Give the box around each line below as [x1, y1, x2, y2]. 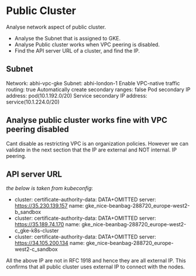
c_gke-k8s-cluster [14, 227, 59, 234]
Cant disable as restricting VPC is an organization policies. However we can [6, 140, 189, 147]
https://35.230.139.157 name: [14, 202, 84, 209]
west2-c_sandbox [14, 246, 58, 253]
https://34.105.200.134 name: [14, 240, 85, 247]
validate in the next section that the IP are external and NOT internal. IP [6, 146, 177, 153]
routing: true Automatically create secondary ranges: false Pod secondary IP [6, 86, 191, 93]
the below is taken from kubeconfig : [6, 185, 94, 192]
